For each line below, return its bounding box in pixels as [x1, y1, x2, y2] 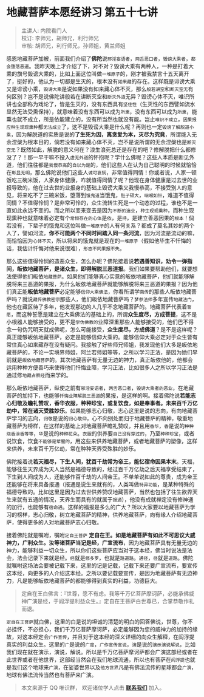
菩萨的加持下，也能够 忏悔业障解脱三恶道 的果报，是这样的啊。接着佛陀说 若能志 [6, 392, 196, 399]
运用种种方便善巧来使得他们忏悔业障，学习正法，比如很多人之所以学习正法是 [6, 364, 198, 371]
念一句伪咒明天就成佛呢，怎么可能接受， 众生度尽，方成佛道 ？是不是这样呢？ [6, 325, 198, 333]
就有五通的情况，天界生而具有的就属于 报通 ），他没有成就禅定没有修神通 [16, 495, 194, 503]
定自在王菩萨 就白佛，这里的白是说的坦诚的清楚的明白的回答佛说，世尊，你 [6, 617, 188, 625]
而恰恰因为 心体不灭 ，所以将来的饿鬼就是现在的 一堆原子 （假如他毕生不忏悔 [6, 237, 186, 244]
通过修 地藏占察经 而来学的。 [6, 371, 72, 378]
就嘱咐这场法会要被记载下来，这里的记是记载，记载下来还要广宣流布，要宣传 [6, 562, 198, 569]
